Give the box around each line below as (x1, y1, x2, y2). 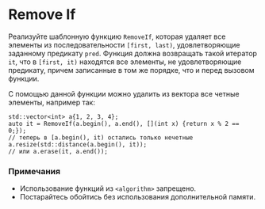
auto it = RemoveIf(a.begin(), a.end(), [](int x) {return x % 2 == (8, 120, 240, 127)
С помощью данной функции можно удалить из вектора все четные (8, 89, 240, 98)
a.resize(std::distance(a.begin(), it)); (8, 140, 148, 148)
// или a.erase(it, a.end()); (8, 147, 109, 155)
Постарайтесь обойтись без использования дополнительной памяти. (19, 192, 256, 202)
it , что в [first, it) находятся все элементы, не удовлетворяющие (8, 57, 242, 66)
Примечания (8, 165, 61, 177)
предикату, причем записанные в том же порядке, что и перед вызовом (8, 65, 255, 74)
